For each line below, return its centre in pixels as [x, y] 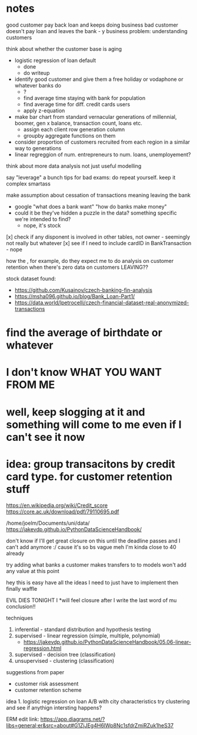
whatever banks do [38, 85]
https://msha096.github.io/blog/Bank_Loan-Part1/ [75, 296]
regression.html [42, 648]
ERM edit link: [23, 719]
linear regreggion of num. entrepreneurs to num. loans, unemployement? [103, 154]
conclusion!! [21, 607]
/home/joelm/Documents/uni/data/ [48, 523]
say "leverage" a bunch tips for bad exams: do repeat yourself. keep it [91, 177]
